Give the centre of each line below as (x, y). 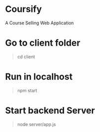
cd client (26, 57)
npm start (27, 90)
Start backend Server (50, 111)
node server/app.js (36, 124)
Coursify (24, 9)
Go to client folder (43, 43)
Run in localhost (39, 77)
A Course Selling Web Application (40, 23)
